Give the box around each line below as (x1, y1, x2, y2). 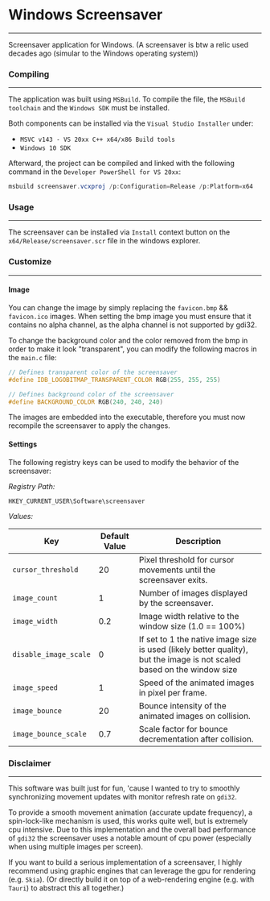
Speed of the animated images (138, 677, 255, 688)
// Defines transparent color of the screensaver (8, 368, 178, 376)
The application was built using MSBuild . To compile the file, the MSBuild (8, 94, 246, 104)
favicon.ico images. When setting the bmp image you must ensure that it (8, 311, 252, 321)
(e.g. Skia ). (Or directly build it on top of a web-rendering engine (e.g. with (8, 874, 255, 884)
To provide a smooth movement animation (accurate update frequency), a (8, 808, 253, 817)
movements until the (138, 564, 216, 575)
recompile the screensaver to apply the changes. (8, 421, 170, 430)
